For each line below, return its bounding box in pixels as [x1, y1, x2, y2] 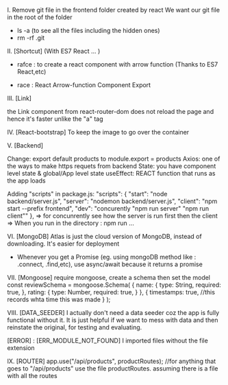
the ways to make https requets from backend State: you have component [7, 162, 216, 170]
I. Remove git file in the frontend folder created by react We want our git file [7, 6, 220, 14]
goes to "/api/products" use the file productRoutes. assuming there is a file [7, 364, 218, 373]
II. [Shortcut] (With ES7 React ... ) [7, 47, 101, 55]
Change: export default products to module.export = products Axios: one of [7, 154, 220, 163]
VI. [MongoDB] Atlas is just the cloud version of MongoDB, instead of [7, 233, 202, 240]
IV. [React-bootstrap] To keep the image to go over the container [7, 128, 190, 136]
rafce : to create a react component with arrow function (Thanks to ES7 [16, 60, 218, 68]
